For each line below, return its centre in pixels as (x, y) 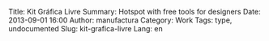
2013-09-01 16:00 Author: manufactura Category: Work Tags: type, (120, 20)
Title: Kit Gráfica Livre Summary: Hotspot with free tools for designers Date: (134, 12)
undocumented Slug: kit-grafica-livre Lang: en (86, 29)
